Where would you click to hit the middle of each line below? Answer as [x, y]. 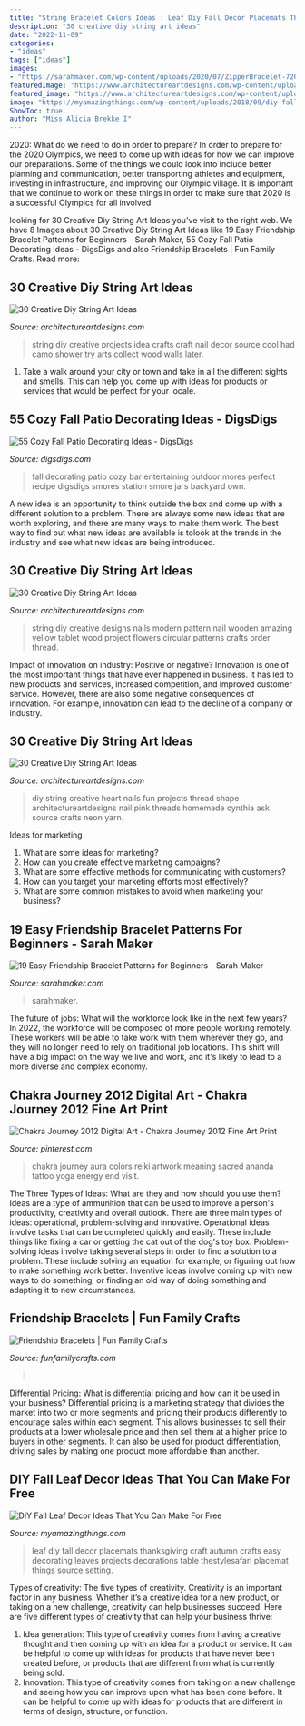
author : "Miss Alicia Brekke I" [70, 119]
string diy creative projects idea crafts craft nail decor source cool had [163, 344]
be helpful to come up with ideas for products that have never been [148, 1653]
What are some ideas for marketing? [90, 853]
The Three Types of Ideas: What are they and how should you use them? [145, 1193]
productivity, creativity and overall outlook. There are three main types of [146, 1213]
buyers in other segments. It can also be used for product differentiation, [145, 1441]
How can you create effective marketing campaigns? [121, 862]
